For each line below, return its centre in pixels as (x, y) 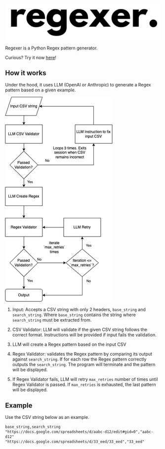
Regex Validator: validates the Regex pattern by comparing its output (82, 354)
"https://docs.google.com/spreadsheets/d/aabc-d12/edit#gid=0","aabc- (79, 432)
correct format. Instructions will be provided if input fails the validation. (84, 335)
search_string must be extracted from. (52, 320)
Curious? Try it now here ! (31, 57)
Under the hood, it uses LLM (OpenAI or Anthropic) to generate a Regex (78, 85)
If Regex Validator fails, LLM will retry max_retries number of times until (85, 379)
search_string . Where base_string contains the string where (74, 315)
